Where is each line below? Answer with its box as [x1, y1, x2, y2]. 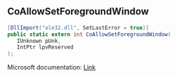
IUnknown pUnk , [16, 37, 61, 44]
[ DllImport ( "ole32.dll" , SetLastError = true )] [7, 24, 150, 31]
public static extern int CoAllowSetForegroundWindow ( [7, 31, 171, 38]
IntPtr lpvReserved [16, 44, 74, 51]
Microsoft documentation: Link [7, 63, 96, 72]
